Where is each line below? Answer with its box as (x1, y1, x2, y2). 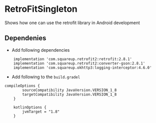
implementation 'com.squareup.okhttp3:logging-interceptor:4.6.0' (13, 65, 152, 70)
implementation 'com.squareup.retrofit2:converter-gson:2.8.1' (13, 61, 146, 66)
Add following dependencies (11, 47, 70, 53)
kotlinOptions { (13, 105, 47, 110)
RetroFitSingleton (4, 3, 78, 15)
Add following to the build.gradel (11, 74, 80, 80)
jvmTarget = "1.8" (22, 109, 60, 114)
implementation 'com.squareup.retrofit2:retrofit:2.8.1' (13, 57, 132, 61)
